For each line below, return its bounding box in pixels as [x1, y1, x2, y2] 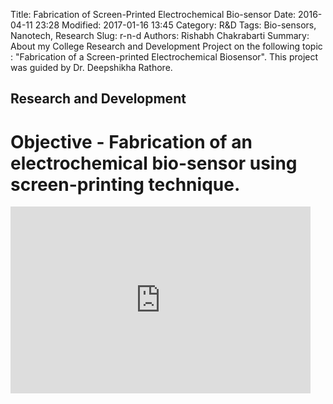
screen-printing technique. [10, 173, 241, 196]
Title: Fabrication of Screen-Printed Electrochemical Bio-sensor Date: [10, 9, 297, 20]
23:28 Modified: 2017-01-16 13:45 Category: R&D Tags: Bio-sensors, [34, 19, 317, 31]
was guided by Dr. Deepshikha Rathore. [10, 62, 173, 73]
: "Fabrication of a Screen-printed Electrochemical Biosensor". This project [10, 51, 319, 63]
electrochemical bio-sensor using [10, 152, 298, 174]
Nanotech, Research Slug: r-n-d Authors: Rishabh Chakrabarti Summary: [10, 30, 310, 41]
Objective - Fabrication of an [10, 130, 253, 153]
